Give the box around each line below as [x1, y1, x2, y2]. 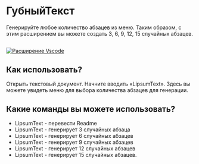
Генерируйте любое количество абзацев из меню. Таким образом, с [6, 24, 182, 31]
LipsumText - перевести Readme [14, 119, 97, 127]
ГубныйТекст [6, 4, 75, 18]
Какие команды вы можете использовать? [6, 104, 176, 114]
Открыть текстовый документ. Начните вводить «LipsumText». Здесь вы [6, 80, 191, 87]
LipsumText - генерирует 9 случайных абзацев [14, 138, 133, 146]
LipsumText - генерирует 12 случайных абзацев [14, 144, 136, 152]
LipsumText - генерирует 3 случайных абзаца [14, 126, 130, 133]
